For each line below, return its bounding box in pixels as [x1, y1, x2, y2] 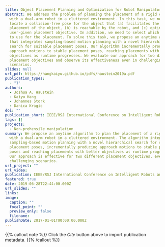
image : [5, 195, 19, 200]
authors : [5, 85, 23, 90]
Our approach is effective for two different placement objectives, [9, 154, 153, 159]
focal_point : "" [9, 204, 43, 210]
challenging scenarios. [9, 158, 58, 163]
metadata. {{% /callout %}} [5, 237, 60, 243]
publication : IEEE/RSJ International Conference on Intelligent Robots [5, 172, 155, 177]
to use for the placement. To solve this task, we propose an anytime [9, 35, 157, 40]
